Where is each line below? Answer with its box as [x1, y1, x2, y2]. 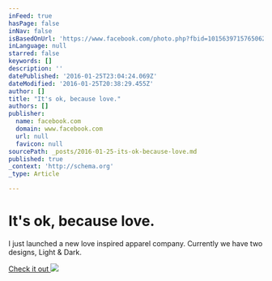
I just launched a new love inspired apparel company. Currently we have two [8, 238, 263, 248]
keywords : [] [8, 57, 53, 66]
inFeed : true [8, 11, 53, 20]
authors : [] [8, 102, 49, 110]
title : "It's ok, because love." [8, 95, 121, 103]
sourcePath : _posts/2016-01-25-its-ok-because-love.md [8, 147, 198, 155]
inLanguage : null [8, 42, 67, 50]
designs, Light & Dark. [8, 247, 83, 257]
